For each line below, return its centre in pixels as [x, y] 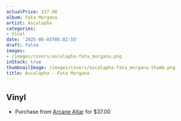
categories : [21, 28]
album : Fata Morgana [32, 17]
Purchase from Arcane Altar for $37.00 [63, 112]
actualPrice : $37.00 [32, 12]
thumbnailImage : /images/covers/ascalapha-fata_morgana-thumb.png [91, 67]
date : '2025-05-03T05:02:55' [43, 40]
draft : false [22, 46]
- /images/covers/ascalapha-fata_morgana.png [64, 56]
